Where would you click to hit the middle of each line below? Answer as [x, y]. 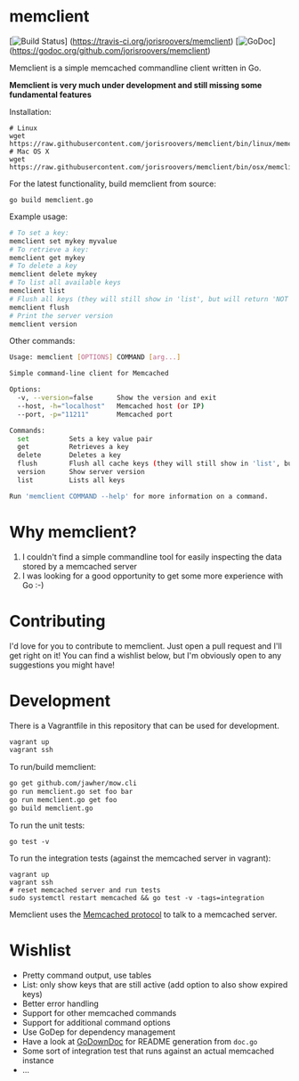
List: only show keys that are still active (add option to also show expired [155, 984]
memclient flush [39, 307]
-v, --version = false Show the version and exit [117, 398]
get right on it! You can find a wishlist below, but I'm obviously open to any [145, 655]
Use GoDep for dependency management [99, 1032]
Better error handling [61, 1003]
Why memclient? [73, 532]
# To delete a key [43, 266]
